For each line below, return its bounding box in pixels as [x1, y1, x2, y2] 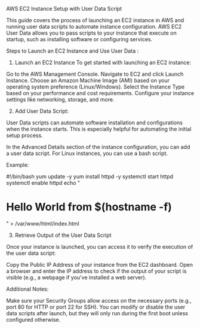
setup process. [6, 132, 43, 139]
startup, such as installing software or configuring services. [6, 36, 153, 42]
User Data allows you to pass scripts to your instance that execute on [6, 29, 177, 36]
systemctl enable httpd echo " [6, 179, 81, 186]
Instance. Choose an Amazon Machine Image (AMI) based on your [6, 77, 170, 84]
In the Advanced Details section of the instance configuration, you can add [6, 144, 190, 150]
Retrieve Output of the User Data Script [14, 231, 112, 239]
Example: [6, 162, 29, 168]
